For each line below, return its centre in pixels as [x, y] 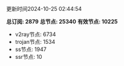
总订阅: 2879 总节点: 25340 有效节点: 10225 [62, 22]
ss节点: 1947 [31, 49]
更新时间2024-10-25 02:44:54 [44, 9]
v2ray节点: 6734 [35, 34]
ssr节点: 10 [28, 57]
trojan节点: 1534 [35, 42]
